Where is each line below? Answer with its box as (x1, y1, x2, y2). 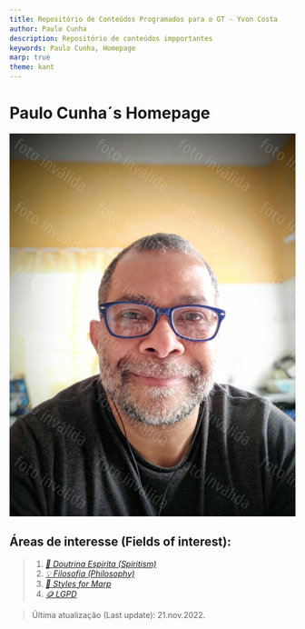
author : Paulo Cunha (9, 24, 88, 34)
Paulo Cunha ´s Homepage (9, 103, 211, 124)
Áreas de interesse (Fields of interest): (9, 534, 231, 550)
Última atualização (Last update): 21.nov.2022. (31, 609, 206, 620)
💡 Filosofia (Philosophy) (44, 568, 135, 579)
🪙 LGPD (44, 588, 77, 599)
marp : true (9, 53, 51, 63)
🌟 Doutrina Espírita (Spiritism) (44, 558, 157, 569)
